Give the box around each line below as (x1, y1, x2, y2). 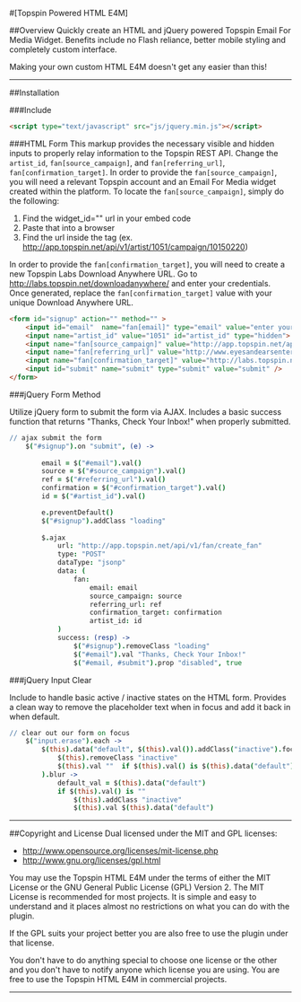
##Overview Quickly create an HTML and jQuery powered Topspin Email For (9, 25, 291, 35)
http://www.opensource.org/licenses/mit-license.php (21, 846, 219, 857)
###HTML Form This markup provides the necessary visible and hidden (9, 138, 275, 149)
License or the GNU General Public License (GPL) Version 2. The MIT (9, 882, 264, 892)
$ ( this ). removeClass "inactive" (56, 753, 178, 762)
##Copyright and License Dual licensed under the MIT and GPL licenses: (9, 828, 278, 839)
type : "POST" (56, 549, 106, 559)
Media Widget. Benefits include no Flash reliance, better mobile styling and (9, 35, 287, 45)
